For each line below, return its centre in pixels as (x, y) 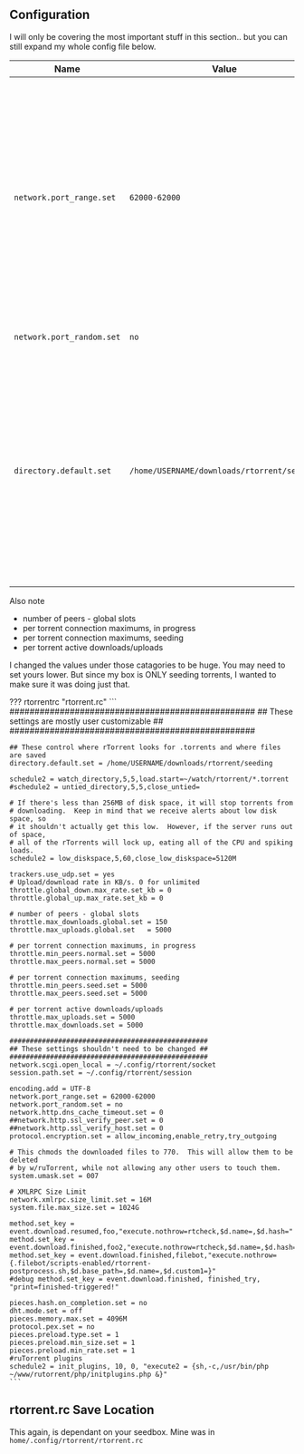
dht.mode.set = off (46, 1311)
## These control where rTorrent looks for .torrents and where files (145, 747)
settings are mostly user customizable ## (86, 721)
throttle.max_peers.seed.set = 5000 (78, 993)
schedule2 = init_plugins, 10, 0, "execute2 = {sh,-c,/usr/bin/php (139, 1366)
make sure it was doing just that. (70, 684)
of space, (28, 834)
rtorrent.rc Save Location (82, 1410)
